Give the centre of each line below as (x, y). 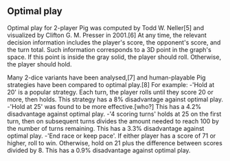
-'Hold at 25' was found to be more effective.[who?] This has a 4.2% (104, 106)
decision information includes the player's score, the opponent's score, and (114, 42)
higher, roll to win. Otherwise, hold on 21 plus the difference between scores (115, 143)
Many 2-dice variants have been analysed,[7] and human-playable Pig (106, 77)
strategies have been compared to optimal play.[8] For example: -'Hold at (111, 84)
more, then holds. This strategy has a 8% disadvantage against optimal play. (115, 99)
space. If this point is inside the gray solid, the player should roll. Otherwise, (114, 57)
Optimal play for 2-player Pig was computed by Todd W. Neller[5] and (106, 27)
